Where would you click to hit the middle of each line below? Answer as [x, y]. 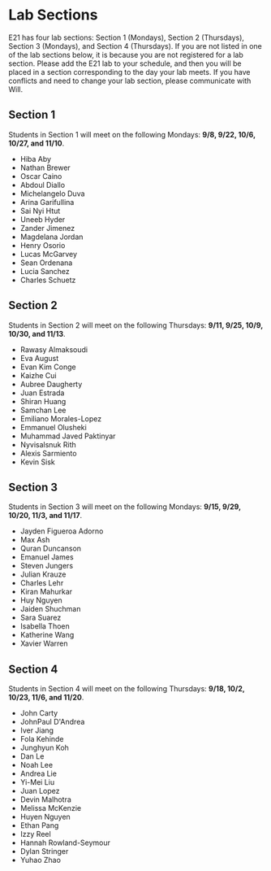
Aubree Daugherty [51, 384]
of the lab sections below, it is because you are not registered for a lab [126, 54]
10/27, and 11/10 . [37, 143]
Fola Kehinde [42, 739]
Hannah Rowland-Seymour [65, 843]
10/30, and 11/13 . [37, 333]
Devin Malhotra [45, 799]
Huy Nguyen [41, 600]
